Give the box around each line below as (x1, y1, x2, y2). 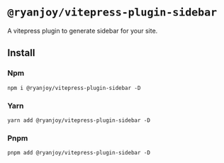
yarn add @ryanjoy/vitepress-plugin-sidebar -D (7, 116, 151, 124)
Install (7, 47, 35, 59)
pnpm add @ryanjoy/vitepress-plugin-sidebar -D (7, 150, 151, 157)
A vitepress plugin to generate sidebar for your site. (7, 26, 158, 35)
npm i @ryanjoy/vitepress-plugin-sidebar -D (7, 84, 141, 91)
